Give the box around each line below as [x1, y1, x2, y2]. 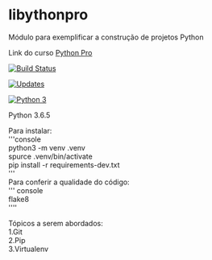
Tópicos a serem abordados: [8, 218, 103, 228]
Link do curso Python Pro [8, 47, 93, 57]
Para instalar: [8, 126, 52, 135]
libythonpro [8, 6, 89, 24]
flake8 [8, 194, 30, 204]
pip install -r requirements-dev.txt [8, 159, 120, 170]
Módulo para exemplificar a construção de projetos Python [8, 32, 204, 42]
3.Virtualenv [8, 244, 49, 254]
